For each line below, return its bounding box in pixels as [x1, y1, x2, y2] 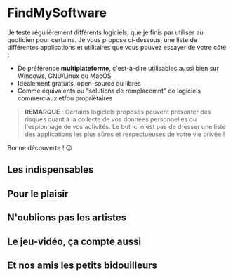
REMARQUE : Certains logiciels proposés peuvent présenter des [24, 107, 212, 116]
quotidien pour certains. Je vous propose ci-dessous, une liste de [7, 35, 198, 44]
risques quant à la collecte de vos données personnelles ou [24, 114, 197, 124]
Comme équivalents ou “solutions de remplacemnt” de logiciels [17, 86, 201, 95]
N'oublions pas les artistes [7, 212, 127, 224]
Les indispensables [7, 164, 94, 176]
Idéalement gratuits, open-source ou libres [17, 79, 142, 87]
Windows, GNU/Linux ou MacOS [17, 72, 112, 80]
